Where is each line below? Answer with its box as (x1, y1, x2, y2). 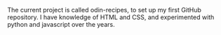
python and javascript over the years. (7, 21, 115, 28)
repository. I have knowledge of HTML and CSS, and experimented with (7, 13, 215, 21)
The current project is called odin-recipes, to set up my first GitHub (7, 6, 202, 14)
